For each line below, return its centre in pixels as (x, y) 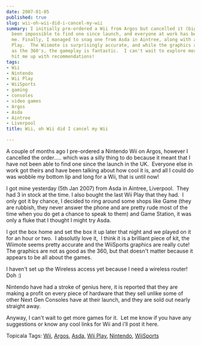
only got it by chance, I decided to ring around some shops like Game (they (99, 201)
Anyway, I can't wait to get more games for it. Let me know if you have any (99, 318)
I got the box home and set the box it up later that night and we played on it (99, 232)
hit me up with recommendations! (53, 56)
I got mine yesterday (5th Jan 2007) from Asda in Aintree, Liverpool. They (98, 188)
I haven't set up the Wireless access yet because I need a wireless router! (97, 269)
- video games (24, 101)
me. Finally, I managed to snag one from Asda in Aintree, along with (101, 40)
